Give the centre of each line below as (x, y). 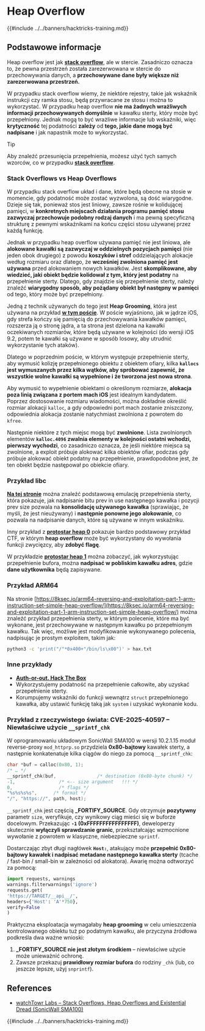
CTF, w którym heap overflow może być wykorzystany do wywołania (94, 538)
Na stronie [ (22, 599)
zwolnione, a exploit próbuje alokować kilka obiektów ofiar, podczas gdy (98, 452)
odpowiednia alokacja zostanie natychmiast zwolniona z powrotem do (95, 414)
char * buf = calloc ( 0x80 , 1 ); (45, 765)
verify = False (23, 907)
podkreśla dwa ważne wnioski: (46, 938)
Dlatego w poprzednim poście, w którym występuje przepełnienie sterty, (98, 357)
